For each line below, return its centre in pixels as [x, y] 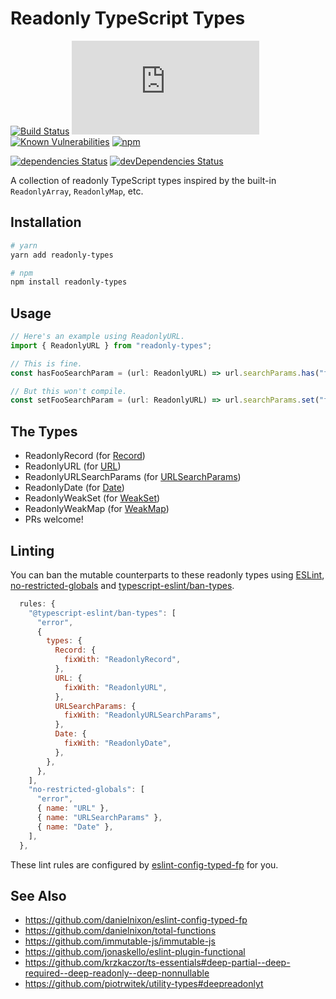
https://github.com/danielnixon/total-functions [120, 931]
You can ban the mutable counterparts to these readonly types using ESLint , [167, 574]
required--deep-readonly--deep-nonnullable [117, 973]
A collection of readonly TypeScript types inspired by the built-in [143, 180]
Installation [46, 222]
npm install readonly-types [69, 282]
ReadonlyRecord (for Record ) [85, 456]
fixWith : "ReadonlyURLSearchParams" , [142, 715]
